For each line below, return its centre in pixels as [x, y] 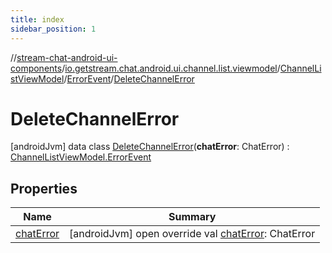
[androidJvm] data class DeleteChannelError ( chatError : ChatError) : [150, 147]
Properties [44, 188]
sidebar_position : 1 [53, 29]
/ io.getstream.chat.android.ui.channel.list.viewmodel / [171, 68]
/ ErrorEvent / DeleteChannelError [129, 78]
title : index [37, 19]
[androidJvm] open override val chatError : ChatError [192, 234]
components [36, 68]
